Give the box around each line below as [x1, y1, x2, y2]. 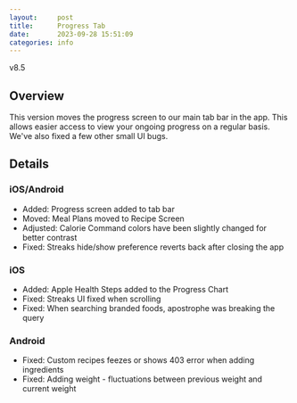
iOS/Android [9, 184, 64, 196]
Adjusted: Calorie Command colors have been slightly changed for [21, 222, 268, 233]
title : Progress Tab [9, 21, 105, 30]
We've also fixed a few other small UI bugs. [9, 131, 169, 142]
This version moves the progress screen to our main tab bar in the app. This [9, 112, 288, 123]
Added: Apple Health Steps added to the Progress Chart [21, 284, 229, 295]
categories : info [9, 37, 74, 47]
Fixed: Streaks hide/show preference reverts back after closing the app [21, 242, 285, 252]
